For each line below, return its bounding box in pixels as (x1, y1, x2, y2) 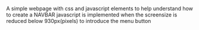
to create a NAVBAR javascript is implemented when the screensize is (6, 11, 178, 18)
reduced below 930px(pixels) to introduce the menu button (6, 18, 151, 24)
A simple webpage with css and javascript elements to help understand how (6, 5, 194, 12)
